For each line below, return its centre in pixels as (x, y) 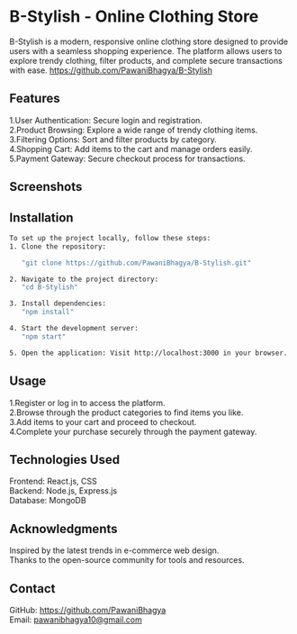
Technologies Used (64, 460)
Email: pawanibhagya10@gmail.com (76, 620)
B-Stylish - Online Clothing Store (134, 17)
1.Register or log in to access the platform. (87, 403)
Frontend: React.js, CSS (53, 481)
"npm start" (44, 336)
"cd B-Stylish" (49, 287)
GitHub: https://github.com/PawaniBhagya (88, 610)
